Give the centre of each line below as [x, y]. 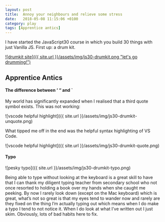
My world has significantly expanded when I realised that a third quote [77, 101]
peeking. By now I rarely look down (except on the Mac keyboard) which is [81, 193]
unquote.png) [19, 121]
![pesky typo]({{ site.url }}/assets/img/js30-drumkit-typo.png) [68, 168]
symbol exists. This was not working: [43, 106]
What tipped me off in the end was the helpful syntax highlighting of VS [78, 131]
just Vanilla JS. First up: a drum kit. [40, 47]
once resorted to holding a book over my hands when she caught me [75, 187]
